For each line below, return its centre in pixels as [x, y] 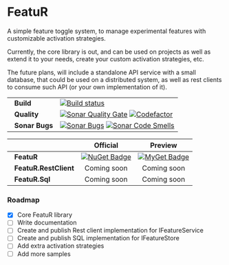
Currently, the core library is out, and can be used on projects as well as [109, 52]
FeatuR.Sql [32, 179]
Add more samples [44, 254]
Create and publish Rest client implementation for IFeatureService [110, 231]
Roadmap [23, 200]
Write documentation [47, 223]
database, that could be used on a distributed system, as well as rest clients [115, 79]
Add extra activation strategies [61, 246]
